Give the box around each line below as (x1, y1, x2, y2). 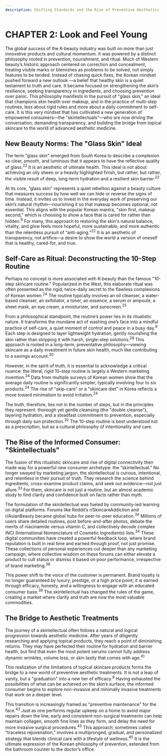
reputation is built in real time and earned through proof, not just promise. (5, 540, 156, 546)
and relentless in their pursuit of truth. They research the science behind (5, 475, 154, 481)
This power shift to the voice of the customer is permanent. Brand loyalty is (5, 572, 160, 578)
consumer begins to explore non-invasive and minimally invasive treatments (5, 686, 162, 692)
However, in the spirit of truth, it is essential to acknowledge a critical (5, 363, 147, 369)
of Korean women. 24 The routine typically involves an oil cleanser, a (5, 291, 145, 298)
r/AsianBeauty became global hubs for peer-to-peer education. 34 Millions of (5, 512, 162, 519)
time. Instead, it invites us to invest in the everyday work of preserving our (5, 196, 158, 202)
